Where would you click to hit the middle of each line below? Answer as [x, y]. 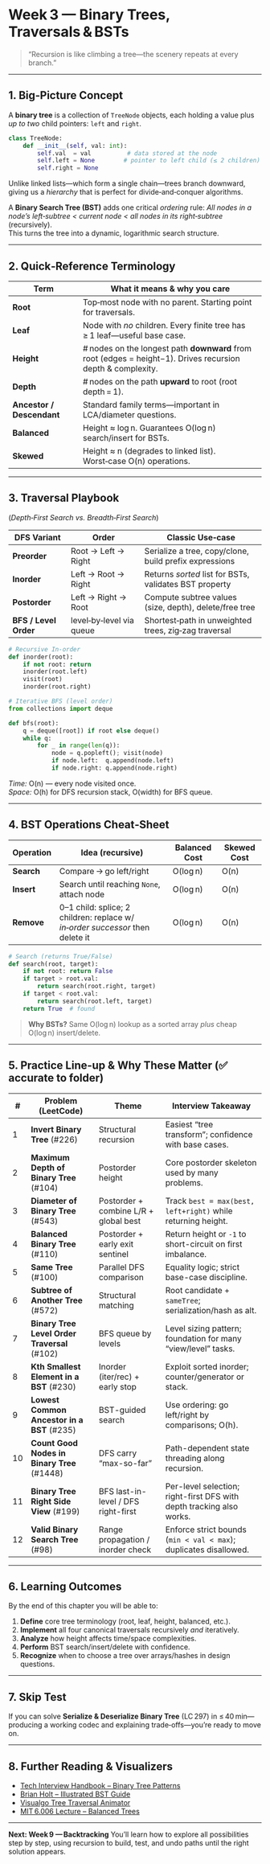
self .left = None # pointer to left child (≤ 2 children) [149, 161]
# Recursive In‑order [45, 649]
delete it [74, 937]
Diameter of [54, 1201]
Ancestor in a [57, 1419]
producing [25, 1725]
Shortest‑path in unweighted [198, 620]
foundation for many [204, 1338]
